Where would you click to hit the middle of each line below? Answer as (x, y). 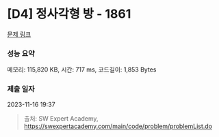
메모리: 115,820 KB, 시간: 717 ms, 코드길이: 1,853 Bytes (82, 70)
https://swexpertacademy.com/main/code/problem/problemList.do (118, 126)
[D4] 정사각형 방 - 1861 (69, 14)
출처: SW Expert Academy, (61, 118)
